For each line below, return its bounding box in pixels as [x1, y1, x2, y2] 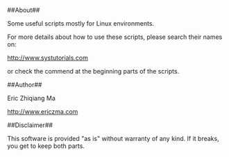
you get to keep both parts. [7, 142, 85, 150]
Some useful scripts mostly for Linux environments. [7, 19, 155, 27]
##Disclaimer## [7, 121, 53, 129]
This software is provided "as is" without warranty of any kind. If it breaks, [7, 135, 220, 142]
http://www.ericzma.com [7, 108, 78, 115]
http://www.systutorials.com [7, 53, 88, 62]
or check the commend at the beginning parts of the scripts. [7, 67, 180, 75]
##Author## [7, 81, 42, 89]
